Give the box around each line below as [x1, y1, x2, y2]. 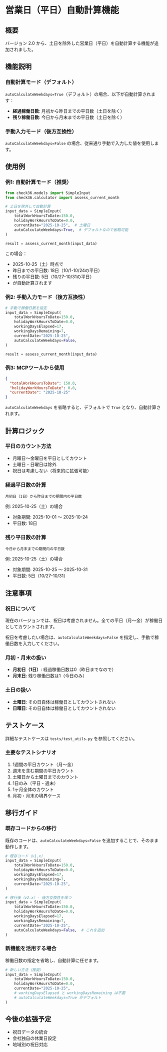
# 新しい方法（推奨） [5, 967, 43, 972]
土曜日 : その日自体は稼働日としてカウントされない [12, 698, 116, 705]
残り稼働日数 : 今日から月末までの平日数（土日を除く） [12, 114, 125, 120]
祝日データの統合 [12, 1029, 48, 1035]
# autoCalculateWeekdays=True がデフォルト [14, 995, 101, 1000]
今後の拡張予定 [5, 1015, 51, 1023]
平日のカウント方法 [5, 443, 51, 450]
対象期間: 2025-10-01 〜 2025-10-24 [12, 514, 88, 520]
